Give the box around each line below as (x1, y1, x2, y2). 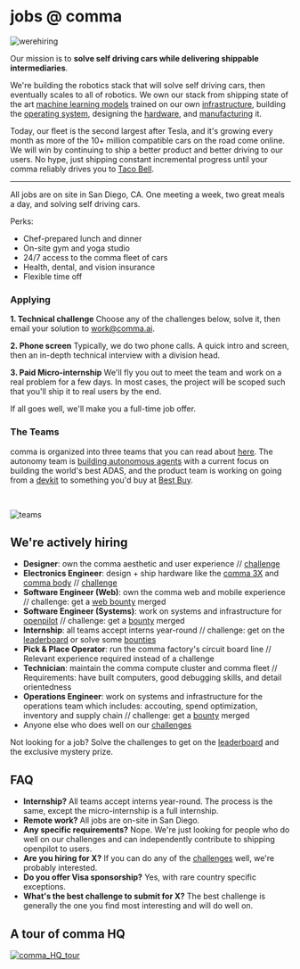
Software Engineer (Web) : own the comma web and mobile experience (22, 587, 286, 598)
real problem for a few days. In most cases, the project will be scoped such (10, 377, 286, 387)
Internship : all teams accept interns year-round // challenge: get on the (22, 625, 286, 635)
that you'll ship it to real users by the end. (10, 386, 162, 397)
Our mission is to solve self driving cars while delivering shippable (10, 53, 259, 63)
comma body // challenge (22, 577, 118, 588)
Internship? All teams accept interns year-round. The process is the (22, 796, 273, 807)
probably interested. (22, 863, 98, 874)
